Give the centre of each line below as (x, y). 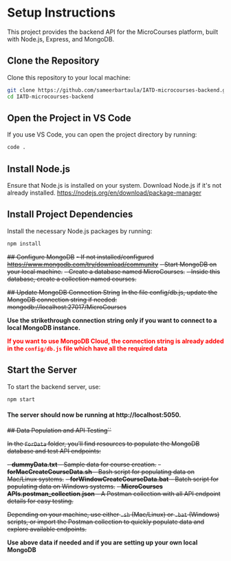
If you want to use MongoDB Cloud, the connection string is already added (115, 341)
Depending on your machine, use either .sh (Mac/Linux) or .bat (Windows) (113, 514)
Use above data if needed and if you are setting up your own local (102, 542)
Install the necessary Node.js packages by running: (80, 231)
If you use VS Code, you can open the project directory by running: (102, 135)
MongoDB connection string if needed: (62, 299)
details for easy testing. (40, 501)
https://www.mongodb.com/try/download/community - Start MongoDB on (112, 264)
